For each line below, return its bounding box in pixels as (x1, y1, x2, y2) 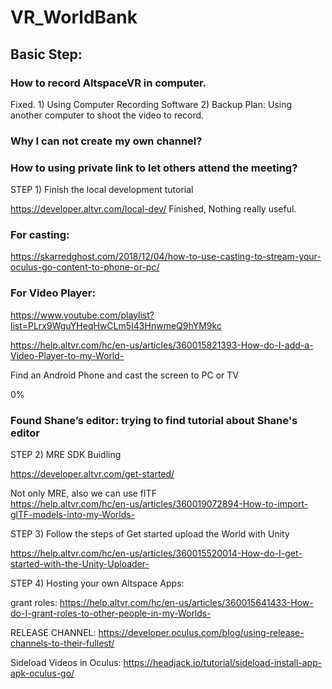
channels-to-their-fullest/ (10, 637, 115, 649)
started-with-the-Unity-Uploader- (10, 557, 150, 570)
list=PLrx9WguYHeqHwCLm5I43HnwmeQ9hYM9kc (10, 319, 222, 331)
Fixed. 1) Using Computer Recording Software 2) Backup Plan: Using (10, 98, 293, 110)
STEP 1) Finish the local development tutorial (10, 184, 194, 196)
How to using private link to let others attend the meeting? (10, 161, 298, 175)
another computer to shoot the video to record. (10, 109, 205, 121)
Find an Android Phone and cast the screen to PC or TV (10, 369, 239, 381)
